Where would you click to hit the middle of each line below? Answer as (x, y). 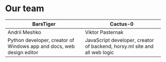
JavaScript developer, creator (119, 40)
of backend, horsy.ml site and (119, 46)
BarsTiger (44, 24)
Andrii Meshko (24, 32)
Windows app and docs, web (41, 46)
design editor (23, 52)
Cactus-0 (122, 24)
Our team (25, 9)
